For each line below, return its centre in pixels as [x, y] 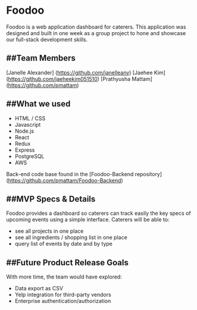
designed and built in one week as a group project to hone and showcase [96, 33]
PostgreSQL [29, 156]
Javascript [28, 124]
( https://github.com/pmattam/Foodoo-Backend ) [65, 180]
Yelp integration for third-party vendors [63, 295]
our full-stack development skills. [47, 39]
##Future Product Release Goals [68, 262]
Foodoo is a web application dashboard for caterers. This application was [96, 27]
